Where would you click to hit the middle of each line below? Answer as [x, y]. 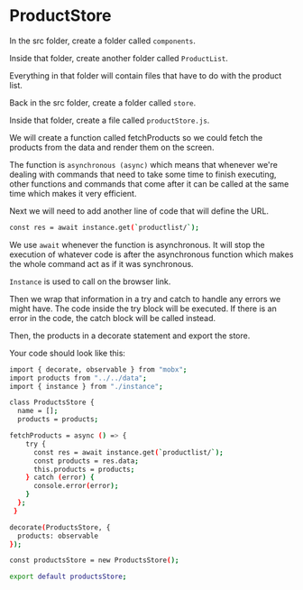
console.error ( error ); [76, 486]
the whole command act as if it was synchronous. [101, 263]
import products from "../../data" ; [78, 378]
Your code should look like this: [68, 353]
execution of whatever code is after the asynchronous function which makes [151, 254]
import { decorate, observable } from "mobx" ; [98, 369]
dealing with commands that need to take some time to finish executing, [143, 174]
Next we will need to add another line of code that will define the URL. [139, 211]
